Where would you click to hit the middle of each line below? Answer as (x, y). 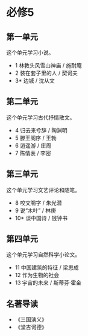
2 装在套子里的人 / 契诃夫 (46, 73)
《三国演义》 (31, 320)
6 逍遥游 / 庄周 (33, 145)
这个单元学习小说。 (30, 53)
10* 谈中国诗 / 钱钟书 (41, 218)
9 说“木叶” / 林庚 (35, 210)
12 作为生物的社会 (37, 275)
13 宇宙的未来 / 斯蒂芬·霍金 (48, 283)
